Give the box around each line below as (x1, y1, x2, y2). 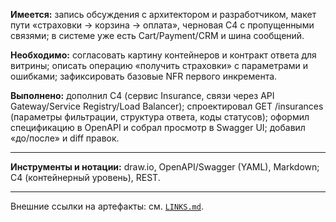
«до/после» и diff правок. (10, 132, 120, 144)
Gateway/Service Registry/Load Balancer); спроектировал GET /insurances (10, 100, 324, 112)
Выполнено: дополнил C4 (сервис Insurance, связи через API (10, 90, 275, 101)
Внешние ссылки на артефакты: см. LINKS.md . (10, 200, 204, 212)
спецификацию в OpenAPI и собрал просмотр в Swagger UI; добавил (10, 122, 306, 133)
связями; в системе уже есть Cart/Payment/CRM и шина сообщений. (10, 30, 305, 41)
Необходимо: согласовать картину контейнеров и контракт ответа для (10, 49, 317, 61)
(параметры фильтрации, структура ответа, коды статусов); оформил (10, 111, 310, 123)
